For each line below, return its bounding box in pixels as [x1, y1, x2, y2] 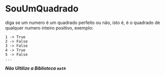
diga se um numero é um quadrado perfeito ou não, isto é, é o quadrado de [5, 19, 160, 25]
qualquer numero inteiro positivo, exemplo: [5, 24, 93, 30]
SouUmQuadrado [5, 3, 79, 14]
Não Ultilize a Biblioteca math [5, 65, 66, 71]
